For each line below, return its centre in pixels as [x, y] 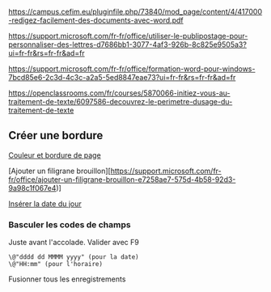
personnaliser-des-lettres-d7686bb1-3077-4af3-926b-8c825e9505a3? [127, 44]
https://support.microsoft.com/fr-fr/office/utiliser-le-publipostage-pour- [128, 36]
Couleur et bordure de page [55, 155]
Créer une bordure [56, 135]
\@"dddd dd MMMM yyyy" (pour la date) [74, 257]
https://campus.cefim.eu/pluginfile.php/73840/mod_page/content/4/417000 [135, 12]
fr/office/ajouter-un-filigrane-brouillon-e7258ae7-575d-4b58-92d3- [122, 179]
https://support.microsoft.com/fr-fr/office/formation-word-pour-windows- [132, 69]
